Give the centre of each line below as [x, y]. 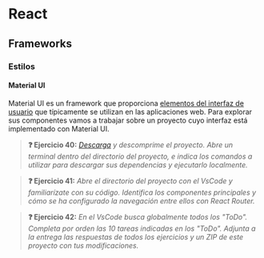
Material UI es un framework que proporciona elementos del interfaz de [126, 103]
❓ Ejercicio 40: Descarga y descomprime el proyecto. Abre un [130, 144]
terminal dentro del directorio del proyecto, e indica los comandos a [140, 156]
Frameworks [40, 44]
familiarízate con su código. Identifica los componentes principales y [142, 192]
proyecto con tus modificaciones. [83, 245]
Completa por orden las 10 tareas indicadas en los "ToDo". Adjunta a [142, 228]
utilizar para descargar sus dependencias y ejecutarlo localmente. [138, 164]
